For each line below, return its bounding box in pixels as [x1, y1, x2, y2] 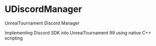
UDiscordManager [4, 3, 82, 15]
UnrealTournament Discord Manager [4, 20, 80, 26]
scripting [4, 35, 23, 41]
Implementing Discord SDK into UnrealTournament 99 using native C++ [4, 29, 152, 35]
